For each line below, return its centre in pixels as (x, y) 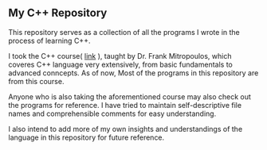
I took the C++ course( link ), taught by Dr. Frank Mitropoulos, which (120, 56)
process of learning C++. (49, 40)
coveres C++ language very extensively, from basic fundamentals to (120, 64)
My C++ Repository (58, 13)
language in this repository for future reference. (86, 137)
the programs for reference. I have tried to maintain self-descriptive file (125, 105)
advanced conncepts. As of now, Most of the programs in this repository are (133, 73)
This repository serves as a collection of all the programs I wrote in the (124, 32)
